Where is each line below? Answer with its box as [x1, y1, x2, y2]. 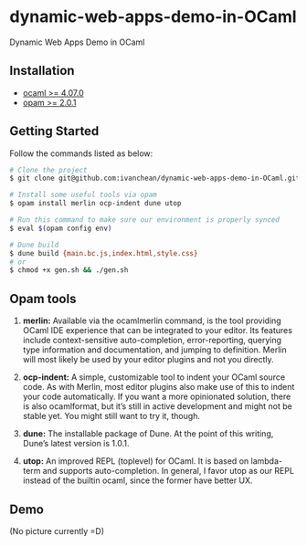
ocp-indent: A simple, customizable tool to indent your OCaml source [22, 372, 286, 383]
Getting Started [9, 123, 100, 139]
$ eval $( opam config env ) [9, 224, 112, 233]
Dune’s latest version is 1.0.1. [22, 438, 130, 449]
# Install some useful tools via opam [9, 190, 157, 200]
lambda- [250, 456, 283, 467]
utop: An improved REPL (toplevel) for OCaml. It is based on [22, 456, 249, 467]
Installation [9, 63, 75, 79]
